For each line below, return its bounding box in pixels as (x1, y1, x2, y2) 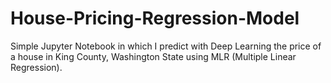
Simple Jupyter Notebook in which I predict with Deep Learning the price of (10, 40, 322, 52)
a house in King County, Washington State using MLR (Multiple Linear (10, 50, 297, 62)
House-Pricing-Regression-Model (10, 7, 300, 30)
